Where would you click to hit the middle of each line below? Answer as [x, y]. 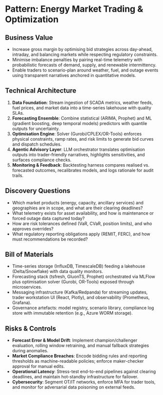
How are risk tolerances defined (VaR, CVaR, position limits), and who [82, 223]
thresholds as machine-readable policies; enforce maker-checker [78, 361]
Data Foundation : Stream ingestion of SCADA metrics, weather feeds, [82, 102]
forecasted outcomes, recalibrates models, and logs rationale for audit [83, 170]
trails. [18, 175]
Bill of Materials [29, 255]
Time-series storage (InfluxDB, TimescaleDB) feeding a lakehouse [79, 266]
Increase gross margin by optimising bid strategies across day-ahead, [82, 49]
